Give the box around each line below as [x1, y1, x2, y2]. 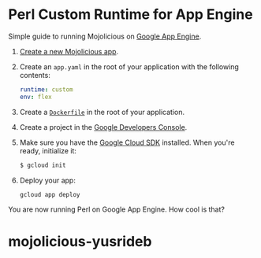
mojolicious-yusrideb [8, 232, 152, 250]
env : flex [19, 93, 53, 101]
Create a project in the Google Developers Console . [19, 122, 188, 131]
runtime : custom [19, 85, 73, 94]
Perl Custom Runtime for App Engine [8, 6, 254, 24]
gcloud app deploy [19, 190, 80, 198]
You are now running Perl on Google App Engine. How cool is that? [8, 205, 225, 214]
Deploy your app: [19, 175, 76, 185]
